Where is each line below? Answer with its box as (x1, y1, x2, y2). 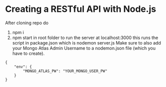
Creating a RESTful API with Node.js (5, 3, 156, 15)
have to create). (12, 50, 45, 56)
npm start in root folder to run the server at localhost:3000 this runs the (12, 35, 159, 41)
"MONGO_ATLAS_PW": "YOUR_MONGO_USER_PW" (23, 68, 108, 74)
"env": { (14, 64, 32, 69)
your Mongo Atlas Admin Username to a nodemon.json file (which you (12, 45, 156, 51)
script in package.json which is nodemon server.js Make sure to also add (12, 40, 161, 45)
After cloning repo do (5, 20, 49, 26)
